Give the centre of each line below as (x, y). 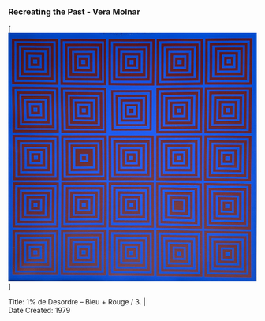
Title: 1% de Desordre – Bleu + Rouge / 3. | (77, 301)
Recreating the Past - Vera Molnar (74, 12)
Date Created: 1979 (39, 310)
